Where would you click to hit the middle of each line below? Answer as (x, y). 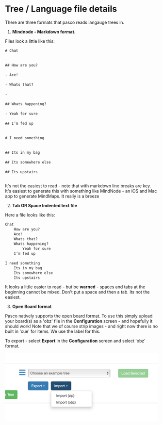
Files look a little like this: (30, 41)
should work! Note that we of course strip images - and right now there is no (81, 326)
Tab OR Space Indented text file (45, 205)
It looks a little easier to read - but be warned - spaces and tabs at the (75, 287)
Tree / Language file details (61, 9)
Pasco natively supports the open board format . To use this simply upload (79, 316)
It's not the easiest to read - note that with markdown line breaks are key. (78, 186)
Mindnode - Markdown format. (44, 32)
